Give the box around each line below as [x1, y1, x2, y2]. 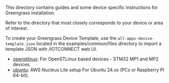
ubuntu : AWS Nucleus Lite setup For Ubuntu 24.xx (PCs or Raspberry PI [12, 67, 165, 73]
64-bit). [12, 72, 29, 78]
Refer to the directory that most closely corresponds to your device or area [5, 20, 163, 26]
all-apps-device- [117, 36, 155, 41]
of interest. [5, 25, 28, 31]
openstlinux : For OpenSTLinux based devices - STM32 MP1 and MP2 [12, 56, 159, 62]
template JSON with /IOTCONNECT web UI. [5, 46, 97, 52]
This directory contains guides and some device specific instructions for [5, 5, 158, 10]
